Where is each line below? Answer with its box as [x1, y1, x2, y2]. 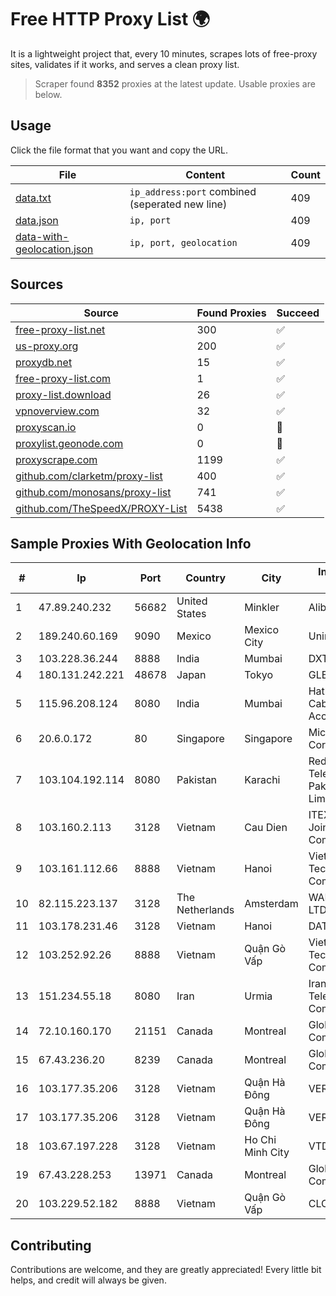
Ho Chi [244, 1133, 277, 1147]
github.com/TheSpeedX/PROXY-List [15, 501, 188, 515]
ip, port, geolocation [129, 237, 238, 248]
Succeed [276, 306, 320, 320]
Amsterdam [244, 897, 299, 911]
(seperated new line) [129, 197, 228, 211]
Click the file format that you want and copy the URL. [10, 144, 228, 156]
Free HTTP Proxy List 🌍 [10, 8, 211, 31]
